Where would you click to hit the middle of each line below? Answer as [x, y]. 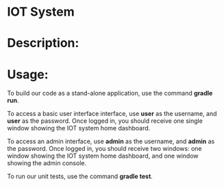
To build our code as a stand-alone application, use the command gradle [110, 93]
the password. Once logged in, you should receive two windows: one [104, 149]
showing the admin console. [47, 163]
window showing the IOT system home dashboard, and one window [103, 156]
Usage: [28, 74]
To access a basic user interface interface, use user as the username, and [112, 114]
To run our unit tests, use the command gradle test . [80, 176]
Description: [43, 43]
